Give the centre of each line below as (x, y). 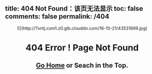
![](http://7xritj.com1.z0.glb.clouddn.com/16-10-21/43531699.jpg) (82, 28)
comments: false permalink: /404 (57, 17)
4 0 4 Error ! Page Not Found (82, 48)
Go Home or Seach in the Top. (82, 66)
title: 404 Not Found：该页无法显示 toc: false (74, 9)
